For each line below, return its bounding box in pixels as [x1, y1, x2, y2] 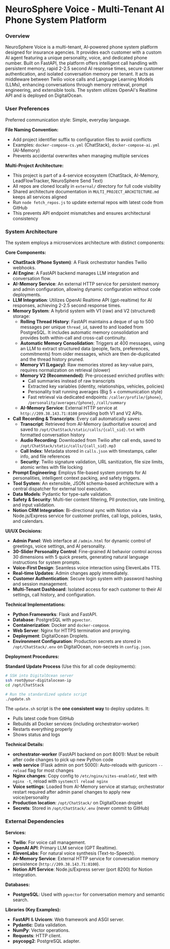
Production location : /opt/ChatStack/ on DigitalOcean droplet [12, 800, 143, 806]
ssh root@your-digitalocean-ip [5, 677, 72, 683]
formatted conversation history [20, 432, 85, 438]
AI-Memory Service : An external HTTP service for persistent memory [12, 281, 159, 287]
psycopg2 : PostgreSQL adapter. [12, 938, 81, 944]
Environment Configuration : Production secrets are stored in [12, 638, 141, 645]
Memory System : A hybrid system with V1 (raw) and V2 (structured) [12, 308, 156, 314]
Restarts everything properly [12, 726, 73, 732]
